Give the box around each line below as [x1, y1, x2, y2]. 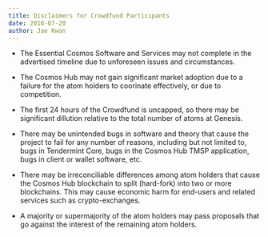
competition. [19, 90, 62, 99]
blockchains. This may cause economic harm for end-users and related [19, 187, 256, 197]
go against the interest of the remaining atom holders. [19, 219, 198, 229]
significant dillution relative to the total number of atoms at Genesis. [19, 114, 243, 123]
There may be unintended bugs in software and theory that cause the [19, 129, 250, 139]
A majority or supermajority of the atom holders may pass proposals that [19, 211, 260, 221]
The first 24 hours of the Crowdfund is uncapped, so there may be [19, 105, 240, 114]
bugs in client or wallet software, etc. [19, 155, 142, 164]
